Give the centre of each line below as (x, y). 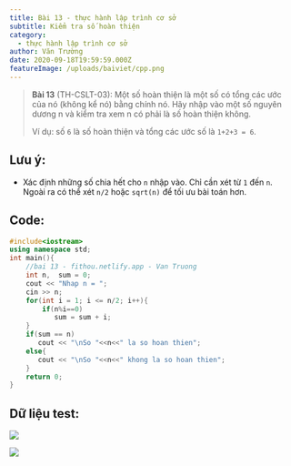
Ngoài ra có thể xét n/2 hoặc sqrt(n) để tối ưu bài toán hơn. (135, 191)
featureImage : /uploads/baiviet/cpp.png (87, 69)
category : (28, 35)
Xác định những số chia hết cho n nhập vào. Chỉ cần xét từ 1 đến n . (147, 182)
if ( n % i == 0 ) (63, 309)
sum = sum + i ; (83, 318)
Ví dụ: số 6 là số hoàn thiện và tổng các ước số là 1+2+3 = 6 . (144, 131)
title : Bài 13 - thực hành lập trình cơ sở (93, 18)
